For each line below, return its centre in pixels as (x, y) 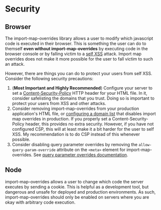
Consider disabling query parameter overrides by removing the (75, 144)
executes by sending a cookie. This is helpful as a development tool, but (77, 187)
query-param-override (34, 150)
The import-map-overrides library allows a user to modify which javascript (79, 38)
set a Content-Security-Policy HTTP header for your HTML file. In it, (80, 93)
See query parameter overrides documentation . (81, 155)
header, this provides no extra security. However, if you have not (89, 124)
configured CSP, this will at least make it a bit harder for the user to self (83, 129)
